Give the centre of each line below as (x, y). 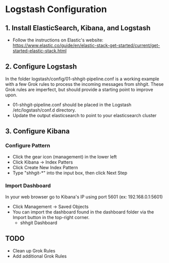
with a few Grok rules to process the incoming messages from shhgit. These (84, 84)
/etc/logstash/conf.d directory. (44, 110)
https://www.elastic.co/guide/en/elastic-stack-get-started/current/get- (86, 45)
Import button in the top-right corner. (51, 217)
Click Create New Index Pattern (45, 167)
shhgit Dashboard (39, 223)
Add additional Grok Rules (40, 256)
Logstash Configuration (56, 9)
